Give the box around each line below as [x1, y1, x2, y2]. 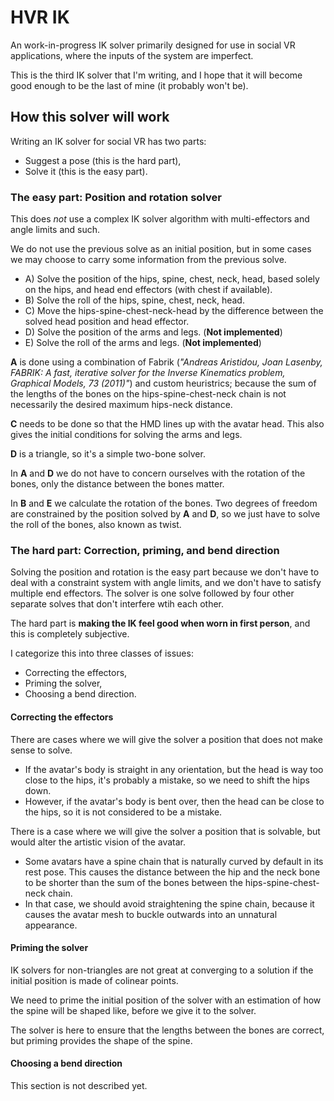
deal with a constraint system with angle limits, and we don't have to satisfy [10, 577, 322, 589]
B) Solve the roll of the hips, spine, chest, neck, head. [24, 294, 245, 306]
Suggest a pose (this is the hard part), [24, 154, 182, 166]
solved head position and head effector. [24, 316, 190, 328]
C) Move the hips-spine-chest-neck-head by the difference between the [24, 305, 324, 317]
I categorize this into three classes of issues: [10, 647, 194, 660]
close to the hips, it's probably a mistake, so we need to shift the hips [24, 774, 310, 786]
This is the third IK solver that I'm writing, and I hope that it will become [10, 69, 303, 81]
